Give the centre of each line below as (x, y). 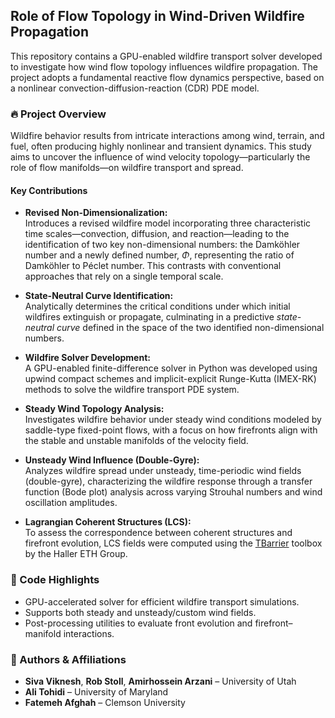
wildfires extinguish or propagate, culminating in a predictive (149, 317)
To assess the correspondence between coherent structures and (158, 533)
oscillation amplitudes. (71, 503)
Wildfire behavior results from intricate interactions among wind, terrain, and (167, 136)
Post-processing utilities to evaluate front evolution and (138, 623)
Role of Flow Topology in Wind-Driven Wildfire (157, 16)
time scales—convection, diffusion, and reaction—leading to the (157, 234)
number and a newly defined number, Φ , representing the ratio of (159, 255)
